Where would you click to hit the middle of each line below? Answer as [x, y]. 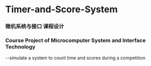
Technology [20, 47]
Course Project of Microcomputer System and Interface [75, 40]
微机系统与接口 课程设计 [35, 27]
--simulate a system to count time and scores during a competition [75, 58]
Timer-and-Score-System [61, 9]
